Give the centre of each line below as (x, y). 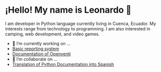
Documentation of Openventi (41, 54)
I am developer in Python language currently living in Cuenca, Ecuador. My (80, 24)
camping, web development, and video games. (53, 34)
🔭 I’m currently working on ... (41, 43)
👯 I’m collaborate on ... (35, 59)
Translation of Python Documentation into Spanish (63, 64)
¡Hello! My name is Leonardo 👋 (68, 10)
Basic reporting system (36, 48)
